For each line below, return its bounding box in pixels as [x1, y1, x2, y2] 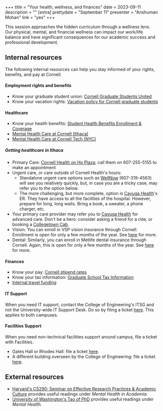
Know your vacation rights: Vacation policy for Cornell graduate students [12, 99, 158, 105]
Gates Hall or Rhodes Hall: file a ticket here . [12, 348, 99, 354]
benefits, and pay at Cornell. [5, 71, 62, 77]
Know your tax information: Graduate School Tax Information [12, 274, 134, 280]
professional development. [5, 39, 58, 45]
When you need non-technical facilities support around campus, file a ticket [5, 334, 157, 340]
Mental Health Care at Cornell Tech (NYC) [12, 136, 96, 142]
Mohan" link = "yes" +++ [5, 15, 55, 20]
